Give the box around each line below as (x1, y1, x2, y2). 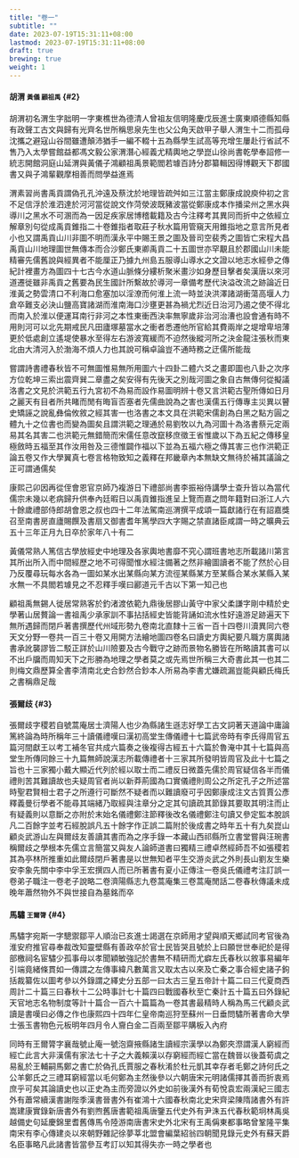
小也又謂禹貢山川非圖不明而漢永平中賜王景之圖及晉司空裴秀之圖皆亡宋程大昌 (9, 233, 290, 244)
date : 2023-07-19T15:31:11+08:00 (9, 29, 133, 38)
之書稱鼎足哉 (9, 676, 56, 687)
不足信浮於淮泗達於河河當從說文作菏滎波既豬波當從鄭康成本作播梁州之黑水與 (9, 199, 290, 210)
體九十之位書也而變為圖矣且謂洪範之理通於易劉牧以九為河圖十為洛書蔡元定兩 (9, 418, 290, 429)
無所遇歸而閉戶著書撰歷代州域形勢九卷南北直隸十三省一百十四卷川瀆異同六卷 (9, 621, 290, 632)
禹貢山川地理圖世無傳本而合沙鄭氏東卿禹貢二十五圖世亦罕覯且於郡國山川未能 (9, 244, 290, 254)
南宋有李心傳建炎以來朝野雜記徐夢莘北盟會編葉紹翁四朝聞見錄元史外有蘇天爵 (9, 1128, 290, 1138)
